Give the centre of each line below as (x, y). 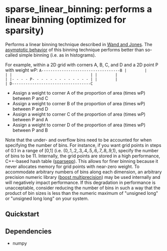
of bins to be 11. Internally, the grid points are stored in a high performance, (83, 156)
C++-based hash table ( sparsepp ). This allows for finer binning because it (82, 161)
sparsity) (25, 31)
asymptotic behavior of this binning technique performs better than (75, 50)
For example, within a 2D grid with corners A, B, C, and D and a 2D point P (82, 65)
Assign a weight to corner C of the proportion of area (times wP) (79, 114)
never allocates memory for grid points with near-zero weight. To (72, 166)
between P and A (30, 119)
